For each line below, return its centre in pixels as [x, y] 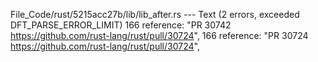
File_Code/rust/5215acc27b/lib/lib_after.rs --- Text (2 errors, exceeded [155, 14]
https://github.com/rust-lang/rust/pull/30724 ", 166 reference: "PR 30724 [159, 35]
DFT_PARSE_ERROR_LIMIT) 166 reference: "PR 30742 [121, 25]
